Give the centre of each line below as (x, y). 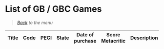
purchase (85, 41)
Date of (85, 34)
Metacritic (113, 41)
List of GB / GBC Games (53, 9)
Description (144, 38)
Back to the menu (35, 23)
